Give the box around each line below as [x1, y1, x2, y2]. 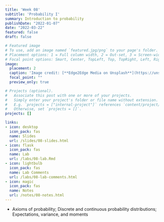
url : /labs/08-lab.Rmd [9, 156, 56, 161]
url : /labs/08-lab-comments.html [9, 175, 78, 179]
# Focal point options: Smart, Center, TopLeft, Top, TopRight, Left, [5, 57, 152, 62]
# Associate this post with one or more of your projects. [5, 93, 132, 98]
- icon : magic [5, 179, 34, 184]
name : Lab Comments [9, 170, 49, 175]
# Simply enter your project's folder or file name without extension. [5, 97, 159, 103]
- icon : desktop [5, 125, 38, 130]
